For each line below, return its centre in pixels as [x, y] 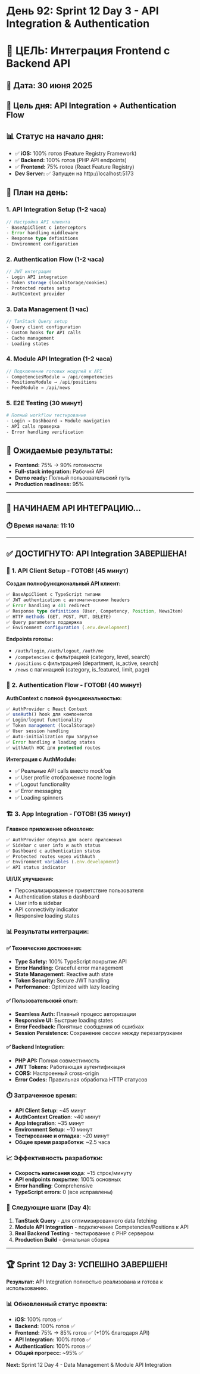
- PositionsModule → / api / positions [51, 383]
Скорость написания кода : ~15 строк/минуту [73, 1173]
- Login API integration [37, 277]
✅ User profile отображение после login [65, 777]
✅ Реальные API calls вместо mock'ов [63, 770]
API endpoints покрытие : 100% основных [68, 1179]
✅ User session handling [37, 731]
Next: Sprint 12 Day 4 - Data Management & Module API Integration [89, 1364]
